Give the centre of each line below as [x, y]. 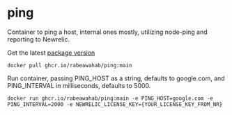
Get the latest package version [51, 53]
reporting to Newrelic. [39, 39]
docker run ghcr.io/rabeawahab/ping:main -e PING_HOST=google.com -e [110, 98]
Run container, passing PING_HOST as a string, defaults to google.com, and [116, 78]
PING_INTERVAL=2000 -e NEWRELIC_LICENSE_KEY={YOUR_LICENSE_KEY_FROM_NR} [115, 104]
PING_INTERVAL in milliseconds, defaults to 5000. [79, 85]
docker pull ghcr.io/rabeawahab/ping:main [70, 65]
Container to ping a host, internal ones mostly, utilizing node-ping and [107, 32]
